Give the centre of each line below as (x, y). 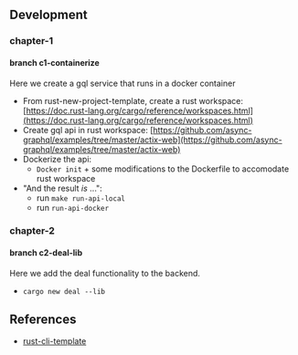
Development (49, 15)
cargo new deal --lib (64, 291)
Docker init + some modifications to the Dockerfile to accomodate (163, 169)
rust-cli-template (54, 341)
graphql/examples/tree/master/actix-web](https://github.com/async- (152, 140)
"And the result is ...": (62, 188)
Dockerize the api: (57, 159)
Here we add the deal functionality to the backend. (105, 273)
